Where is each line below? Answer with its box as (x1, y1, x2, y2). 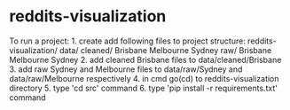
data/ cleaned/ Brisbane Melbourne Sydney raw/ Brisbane (59, 44, 272, 55)
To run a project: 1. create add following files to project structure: (9, 35, 246, 46)
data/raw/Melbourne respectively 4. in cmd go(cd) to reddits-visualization (9, 73, 279, 83)
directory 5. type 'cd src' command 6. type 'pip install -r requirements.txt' (9, 82, 278, 93)
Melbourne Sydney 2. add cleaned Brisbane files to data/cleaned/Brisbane (9, 54, 282, 65)
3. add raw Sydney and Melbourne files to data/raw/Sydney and (9, 64, 243, 75)
